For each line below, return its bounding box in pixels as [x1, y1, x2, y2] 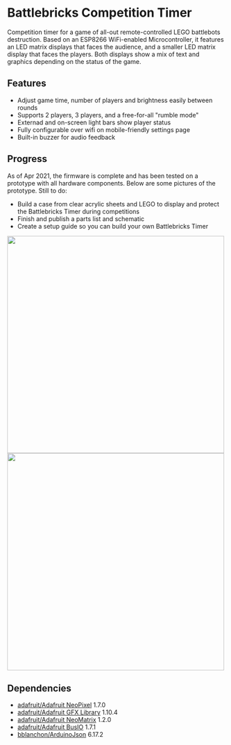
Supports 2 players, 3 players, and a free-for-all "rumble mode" [17, 110, 199, 119]
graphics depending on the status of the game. [7, 57, 142, 65]
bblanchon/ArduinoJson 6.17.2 [17, 730, 104, 739]
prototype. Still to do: [7, 186, 67, 195]
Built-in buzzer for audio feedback [17, 133, 116, 141]
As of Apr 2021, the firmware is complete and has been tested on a [7, 172, 199, 180]
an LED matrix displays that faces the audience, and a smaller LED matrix [7, 42, 216, 51]
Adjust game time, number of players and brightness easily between [17, 96, 213, 104]
